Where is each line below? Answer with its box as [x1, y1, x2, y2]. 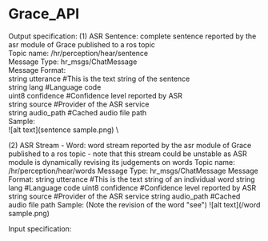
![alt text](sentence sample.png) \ [8, 125, 119, 135]
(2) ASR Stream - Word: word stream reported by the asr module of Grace [8, 140, 252, 150]
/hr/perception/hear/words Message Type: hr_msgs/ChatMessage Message [8, 166, 258, 175]
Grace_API [8, 5, 80, 23]
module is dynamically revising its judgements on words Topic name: [8, 157, 236, 167]
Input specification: [8, 223, 72, 233]
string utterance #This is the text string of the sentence [8, 74, 190, 83]
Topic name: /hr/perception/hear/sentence [8, 48, 149, 58]
